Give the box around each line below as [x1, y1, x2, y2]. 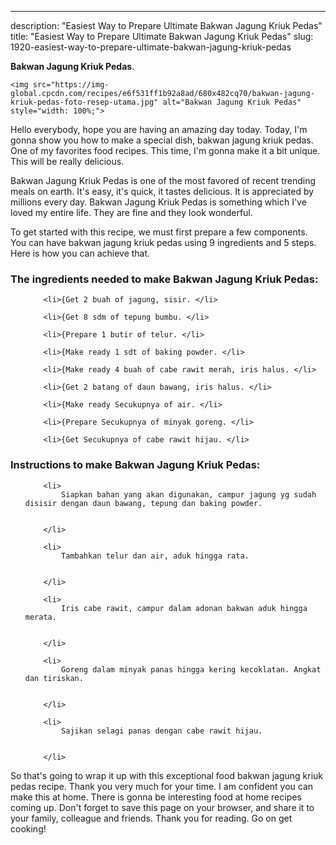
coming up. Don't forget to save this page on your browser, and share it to [10, 801, 315, 813]
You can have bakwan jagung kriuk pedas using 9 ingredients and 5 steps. [10, 237, 317, 248]
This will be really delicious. [10, 156, 125, 167]
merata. [24, 612, 57, 622]
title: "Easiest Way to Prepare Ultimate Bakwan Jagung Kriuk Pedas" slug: [10, 31, 314, 42]
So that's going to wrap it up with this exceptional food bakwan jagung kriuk [10, 769, 324, 781]
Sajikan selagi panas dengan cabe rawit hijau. [61, 726, 263, 736]
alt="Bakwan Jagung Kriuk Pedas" [162, 97, 302, 107]
